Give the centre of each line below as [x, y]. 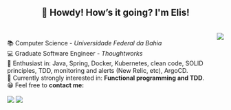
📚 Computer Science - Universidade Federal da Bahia [85, 43]
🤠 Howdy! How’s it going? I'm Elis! [115, 13]
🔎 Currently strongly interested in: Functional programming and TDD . [106, 78]
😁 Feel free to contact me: [46, 85]
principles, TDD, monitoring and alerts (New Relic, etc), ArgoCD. [98, 70]
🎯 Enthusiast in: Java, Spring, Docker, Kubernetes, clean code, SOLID [106, 63]
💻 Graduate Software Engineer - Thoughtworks [75, 53]
